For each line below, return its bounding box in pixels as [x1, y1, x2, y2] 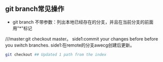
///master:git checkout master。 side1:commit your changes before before [5, 35, 158, 41]
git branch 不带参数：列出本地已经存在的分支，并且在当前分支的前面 [12, 19, 154, 25]
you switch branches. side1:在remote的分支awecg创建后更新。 [5, 42, 134, 48]
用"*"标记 [12, 25, 33, 31]
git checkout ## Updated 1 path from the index [5, 52, 107, 57]
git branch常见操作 [5, 4, 64, 13]
